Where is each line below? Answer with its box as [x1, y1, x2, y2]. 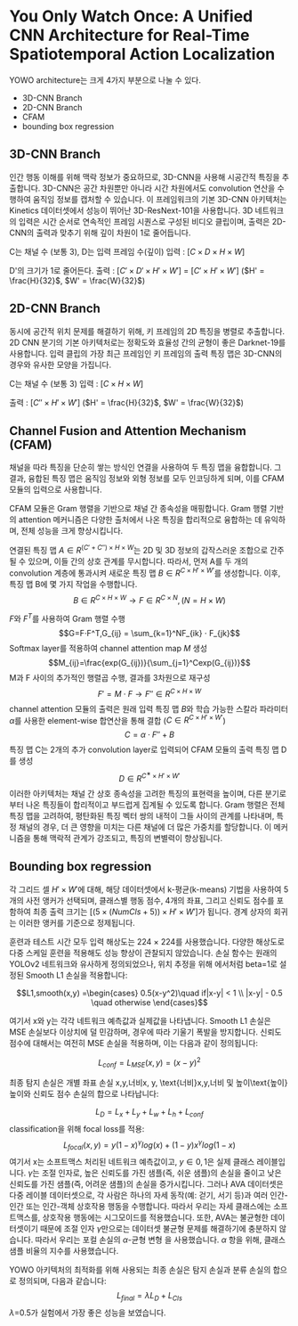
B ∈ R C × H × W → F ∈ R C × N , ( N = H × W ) [72, 593, 227, 605]
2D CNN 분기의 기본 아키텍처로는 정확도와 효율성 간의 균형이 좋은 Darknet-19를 [9, 337, 286, 348]
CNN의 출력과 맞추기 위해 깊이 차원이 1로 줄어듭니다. [9, 227, 191, 238]
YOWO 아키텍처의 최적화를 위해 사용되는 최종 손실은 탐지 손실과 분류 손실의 [9, 1265, 271, 1275]
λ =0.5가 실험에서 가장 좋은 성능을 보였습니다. [9, 1307, 166, 1318]
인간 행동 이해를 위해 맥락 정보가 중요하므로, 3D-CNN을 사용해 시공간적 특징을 [9, 171, 280, 182]
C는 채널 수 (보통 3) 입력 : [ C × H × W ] [9, 378, 144, 389]
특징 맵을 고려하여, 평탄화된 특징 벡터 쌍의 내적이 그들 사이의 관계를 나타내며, [9, 810, 275, 821]
